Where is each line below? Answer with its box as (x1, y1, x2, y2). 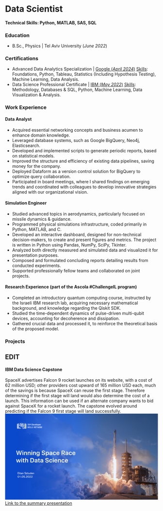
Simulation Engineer (5, 200, 47, 206)
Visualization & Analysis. (12, 92, 61, 98)
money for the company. (12, 163, 62, 169)
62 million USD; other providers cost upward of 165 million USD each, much (5, 383, 156, 388)
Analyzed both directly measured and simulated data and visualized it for (12, 247, 158, 253)
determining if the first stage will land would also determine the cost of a (5, 393, 150, 399)
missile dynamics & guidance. (12, 216, 72, 222)
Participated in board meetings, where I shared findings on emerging (12, 178, 150, 184)
